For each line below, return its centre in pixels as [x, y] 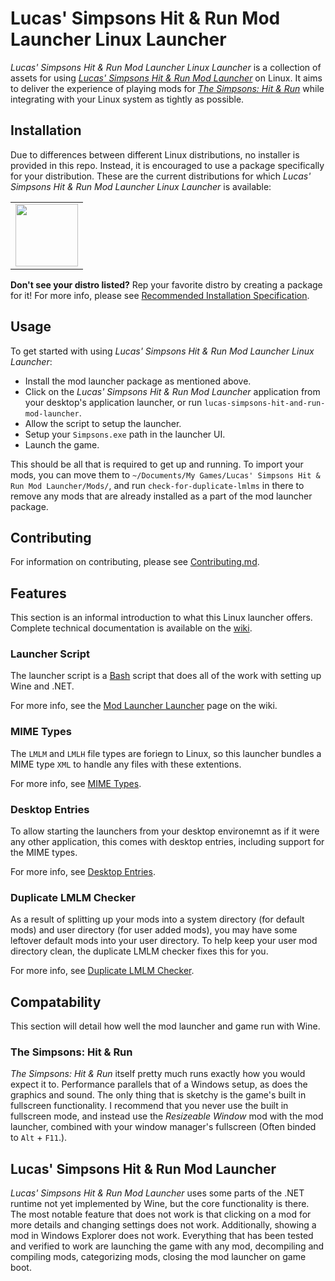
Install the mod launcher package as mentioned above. [138, 381]
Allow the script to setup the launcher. [103, 423]
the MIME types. [44, 853]
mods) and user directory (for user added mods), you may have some [154, 930]
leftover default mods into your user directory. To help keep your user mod [164, 941]
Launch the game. [62, 444]
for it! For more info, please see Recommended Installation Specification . [160, 295]
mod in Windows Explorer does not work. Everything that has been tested [162, 1236]
